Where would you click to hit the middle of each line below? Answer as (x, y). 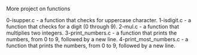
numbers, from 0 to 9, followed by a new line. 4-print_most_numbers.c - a (97, 39)
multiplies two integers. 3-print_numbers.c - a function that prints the (92, 33)
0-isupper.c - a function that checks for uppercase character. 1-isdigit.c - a (99, 20)
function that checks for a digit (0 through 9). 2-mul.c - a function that (93, 27)
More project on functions (38, 9)
